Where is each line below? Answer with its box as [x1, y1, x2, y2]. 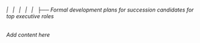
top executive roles [6, 12, 54, 19]
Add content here [6, 31, 50, 39]
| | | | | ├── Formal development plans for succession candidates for [6, 6, 194, 13]
